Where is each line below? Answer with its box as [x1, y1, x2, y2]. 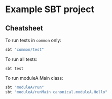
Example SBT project [5, 4, 95, 15]
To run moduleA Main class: [5, 75, 63, 81]
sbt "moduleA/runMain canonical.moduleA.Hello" [5, 89, 108, 94]
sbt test [5, 66, 24, 71]
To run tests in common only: [5, 37, 62, 43]
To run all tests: [5, 56, 38, 62]
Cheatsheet [5, 24, 43, 32]
